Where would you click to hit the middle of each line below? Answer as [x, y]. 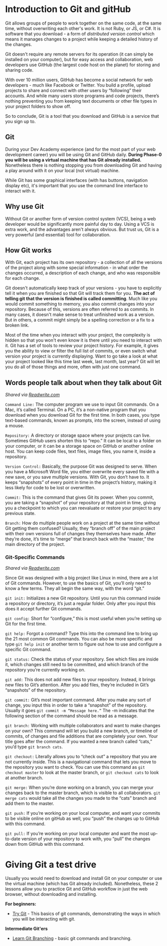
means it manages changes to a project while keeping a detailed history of [82, 39]
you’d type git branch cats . [34, 747]
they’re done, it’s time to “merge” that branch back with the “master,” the [80, 539]
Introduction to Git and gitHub [68, 9]
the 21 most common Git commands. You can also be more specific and [79, 639]
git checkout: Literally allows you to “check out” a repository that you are [81, 757]
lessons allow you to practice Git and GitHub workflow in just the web [77, 889]
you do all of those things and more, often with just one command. [73, 367]
